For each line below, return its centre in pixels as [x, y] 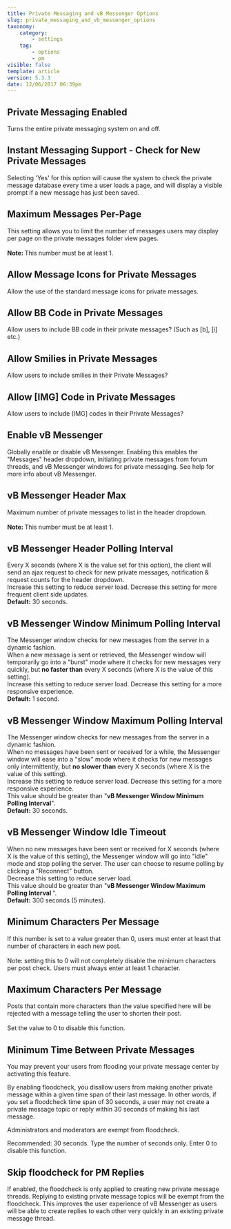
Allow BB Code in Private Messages [85, 312]
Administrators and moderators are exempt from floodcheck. [93, 1130]
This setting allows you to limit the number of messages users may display [113, 231]
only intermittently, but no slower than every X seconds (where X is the [109, 766]
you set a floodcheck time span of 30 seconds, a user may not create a [108, 1102]
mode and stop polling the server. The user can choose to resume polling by [115, 863]
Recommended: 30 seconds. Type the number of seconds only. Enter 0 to [112, 1143]
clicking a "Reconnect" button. [51, 871]
